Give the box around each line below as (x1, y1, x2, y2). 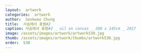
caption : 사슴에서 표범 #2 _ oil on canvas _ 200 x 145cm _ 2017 (5, 26, 136, 31)
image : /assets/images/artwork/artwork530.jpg (5, 31, 104, 36)
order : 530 (5, 40, 30, 45)
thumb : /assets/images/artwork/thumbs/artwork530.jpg (5, 36, 120, 41)
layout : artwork (5, 7, 42, 13)
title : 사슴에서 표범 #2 (5, 21, 51, 27)
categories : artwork (5, 12, 51, 17)
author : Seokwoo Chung (5, 17, 55, 22)
